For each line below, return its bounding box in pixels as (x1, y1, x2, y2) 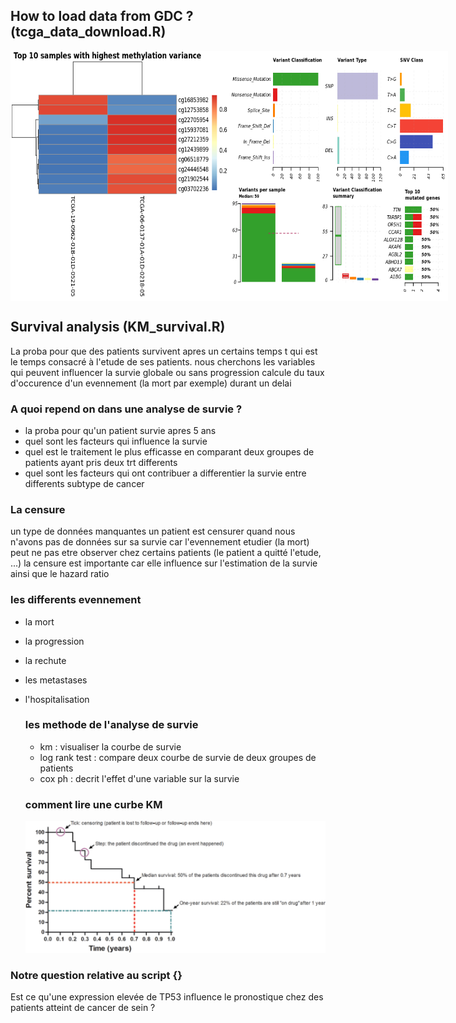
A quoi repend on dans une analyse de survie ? (10, 402, 243, 416)
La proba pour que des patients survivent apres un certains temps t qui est (10, 345, 318, 357)
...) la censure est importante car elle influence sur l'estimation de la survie (10, 557, 318, 569)
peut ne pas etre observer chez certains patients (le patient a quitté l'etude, (10, 547, 322, 559)
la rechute (24, 654, 67, 666)
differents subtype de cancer (24, 477, 145, 489)
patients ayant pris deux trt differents (24, 456, 178, 468)
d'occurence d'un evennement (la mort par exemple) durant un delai (10, 377, 292, 389)
